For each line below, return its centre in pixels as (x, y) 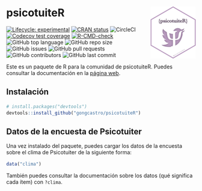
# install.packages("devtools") (47, 106)
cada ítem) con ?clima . (35, 182)
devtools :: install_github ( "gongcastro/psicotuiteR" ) (74, 113)
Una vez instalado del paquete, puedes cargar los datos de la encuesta (94, 146)
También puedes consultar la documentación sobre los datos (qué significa (99, 176)
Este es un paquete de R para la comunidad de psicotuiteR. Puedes (90, 67)
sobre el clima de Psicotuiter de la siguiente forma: (69, 153)
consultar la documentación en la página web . (63, 73)
